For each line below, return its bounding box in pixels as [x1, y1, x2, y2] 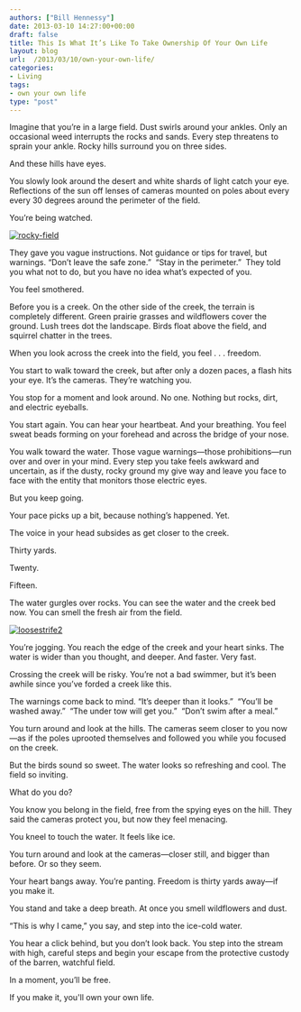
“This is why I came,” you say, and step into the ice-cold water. [9, 921, 243, 932]
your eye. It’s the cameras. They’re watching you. [9, 375, 192, 386]
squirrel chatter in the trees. [9, 330, 113, 341]
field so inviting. [9, 769, 68, 780]
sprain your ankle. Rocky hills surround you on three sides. [9, 141, 227, 152]
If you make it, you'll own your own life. [9, 992, 155, 1003]
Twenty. [9, 563, 39, 574]
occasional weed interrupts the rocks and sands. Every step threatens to [9, 132, 279, 143]
